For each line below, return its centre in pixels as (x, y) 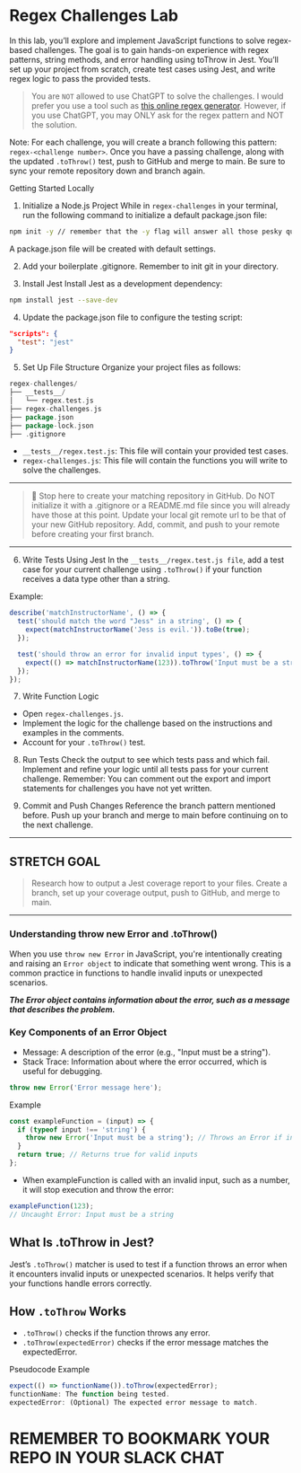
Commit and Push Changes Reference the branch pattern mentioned (149, 806)
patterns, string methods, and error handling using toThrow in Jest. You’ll (144, 59)
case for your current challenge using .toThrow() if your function (142, 569)
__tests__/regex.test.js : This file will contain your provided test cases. (155, 451)
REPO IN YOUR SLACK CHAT (117, 1458)
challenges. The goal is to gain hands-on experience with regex (152, 49)
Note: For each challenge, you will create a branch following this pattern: (143, 142)
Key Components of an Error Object (88, 1032)
